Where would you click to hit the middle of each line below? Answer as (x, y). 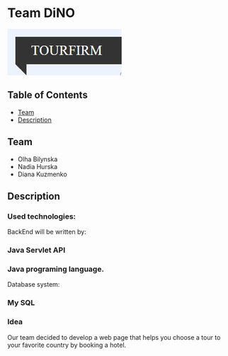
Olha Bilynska (38, 159)
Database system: (34, 285)
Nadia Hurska (38, 166)
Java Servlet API (36, 251)
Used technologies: (42, 216)
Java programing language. (56, 269)
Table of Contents (48, 95)
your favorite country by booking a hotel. (67, 345)
